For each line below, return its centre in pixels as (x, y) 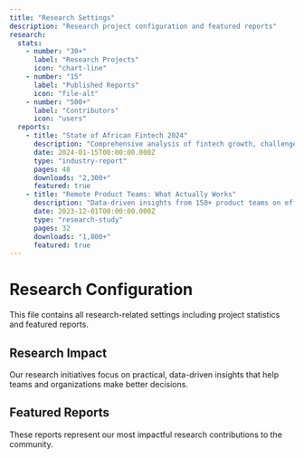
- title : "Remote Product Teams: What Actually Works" (131, 195)
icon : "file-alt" (66, 93)
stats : (30, 43)
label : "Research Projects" (86, 60)
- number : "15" (54, 77)
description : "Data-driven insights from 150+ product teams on (157, 203)
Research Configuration (101, 290)
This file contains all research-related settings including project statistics (145, 315)
